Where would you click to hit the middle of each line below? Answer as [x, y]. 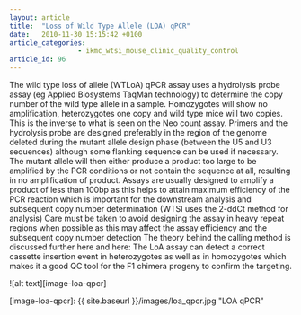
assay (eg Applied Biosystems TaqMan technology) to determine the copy [146, 94]
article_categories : [48, 43]
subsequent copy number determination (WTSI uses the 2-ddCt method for [149, 209]
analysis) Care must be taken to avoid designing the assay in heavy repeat [147, 218]
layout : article [40, 17]
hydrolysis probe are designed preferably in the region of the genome [138, 132]
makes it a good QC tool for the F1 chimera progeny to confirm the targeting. [150, 266]
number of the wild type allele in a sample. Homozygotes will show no [138, 104]
